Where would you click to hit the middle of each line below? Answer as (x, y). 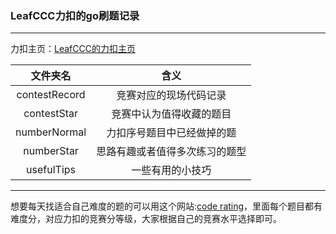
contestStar (50, 114)
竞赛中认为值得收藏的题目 (171, 114)
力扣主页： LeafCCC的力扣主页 (73, 49)
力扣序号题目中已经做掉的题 (171, 133)
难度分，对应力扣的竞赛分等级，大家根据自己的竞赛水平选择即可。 (146, 219)
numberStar (51, 151)
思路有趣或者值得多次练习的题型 (171, 152)
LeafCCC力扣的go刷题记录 (75, 15)
